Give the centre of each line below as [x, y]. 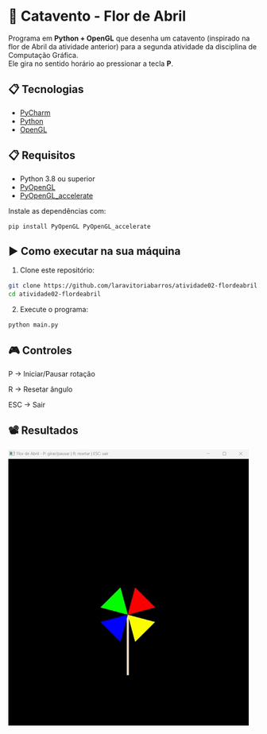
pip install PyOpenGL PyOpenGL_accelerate [79, 226]
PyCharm [35, 112]
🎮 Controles [40, 351]
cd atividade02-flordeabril [55, 294]
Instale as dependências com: [57, 211]
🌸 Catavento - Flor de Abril [97, 16]
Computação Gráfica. [43, 55]
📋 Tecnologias [46, 89]
